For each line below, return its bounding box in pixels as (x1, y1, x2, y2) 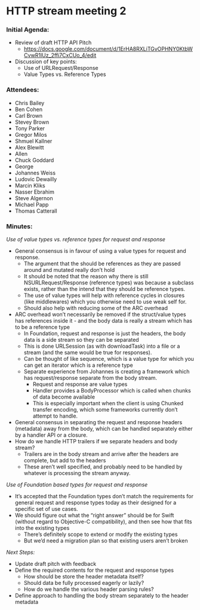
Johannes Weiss (14, 169, 56, 176)
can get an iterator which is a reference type (23, 361, 133, 369)
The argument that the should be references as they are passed (23, 260, 181, 267)
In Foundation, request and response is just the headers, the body (23, 330, 186, 337)
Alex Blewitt (14, 143, 44, 151)
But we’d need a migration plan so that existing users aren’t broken (23, 537, 188, 544)
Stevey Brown (14, 118, 50, 125)
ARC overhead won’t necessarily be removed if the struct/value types (14, 311, 186, 318)
